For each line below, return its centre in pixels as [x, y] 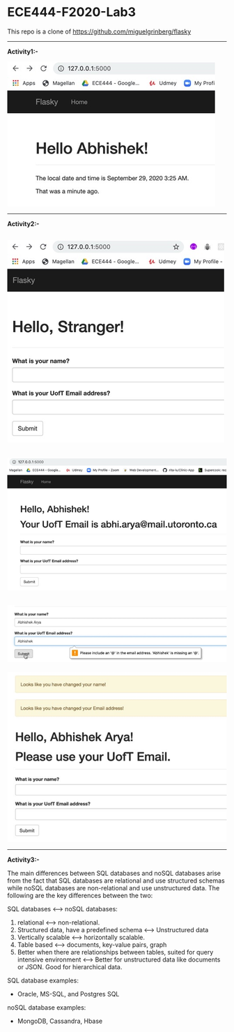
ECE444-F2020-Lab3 [72, 12]
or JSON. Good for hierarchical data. [70, 966]
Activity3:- [23, 860]
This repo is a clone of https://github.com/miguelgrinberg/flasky [99, 31]
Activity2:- [23, 223]
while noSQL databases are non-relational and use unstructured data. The [114, 888]
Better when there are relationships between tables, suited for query [115, 952]
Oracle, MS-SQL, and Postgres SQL [68, 994]
